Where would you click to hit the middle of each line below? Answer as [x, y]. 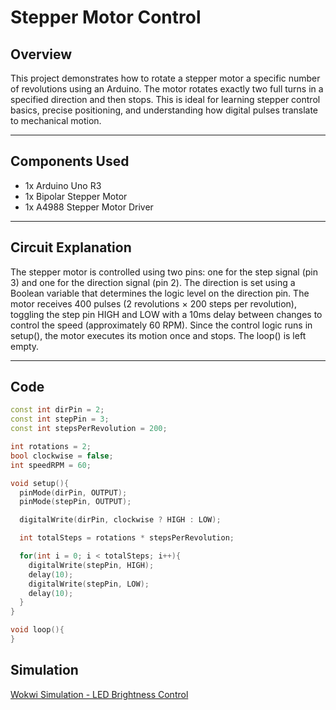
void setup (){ [40, 483]
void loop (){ [37, 630]
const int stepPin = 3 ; [60, 419]
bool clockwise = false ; [62, 456]
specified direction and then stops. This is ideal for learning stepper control [165, 99]
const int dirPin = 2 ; [57, 410]
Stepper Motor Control [106, 17]
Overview [41, 54]
